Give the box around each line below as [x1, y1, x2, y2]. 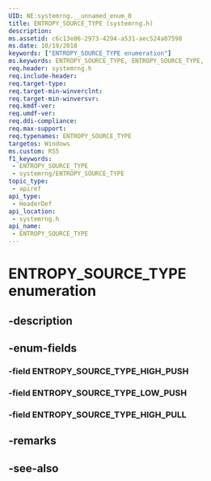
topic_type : [8, 177, 49, 186]
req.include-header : [8, 72, 78, 80]
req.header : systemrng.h [8, 65, 92, 73]
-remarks [8, 434, 57, 448]
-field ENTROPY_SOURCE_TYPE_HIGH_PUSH [8, 365, 189, 377]
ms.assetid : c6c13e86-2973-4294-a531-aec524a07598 [8, 34, 183, 43]
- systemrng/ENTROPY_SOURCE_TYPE [11, 170, 125, 178]
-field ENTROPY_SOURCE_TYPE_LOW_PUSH [8, 387, 188, 399]
